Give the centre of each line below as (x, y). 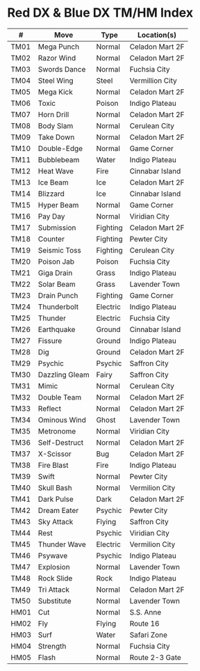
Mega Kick (55, 92)
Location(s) (157, 35)
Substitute (55, 601)
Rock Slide (55, 578)
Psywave (53, 555)
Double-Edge (60, 148)
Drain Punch (58, 295)
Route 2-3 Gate (156, 657)
